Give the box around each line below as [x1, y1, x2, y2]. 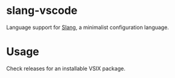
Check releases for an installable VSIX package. [6, 65, 126, 72]
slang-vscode [6, 4, 78, 18]
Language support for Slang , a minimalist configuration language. [6, 24, 169, 31]
